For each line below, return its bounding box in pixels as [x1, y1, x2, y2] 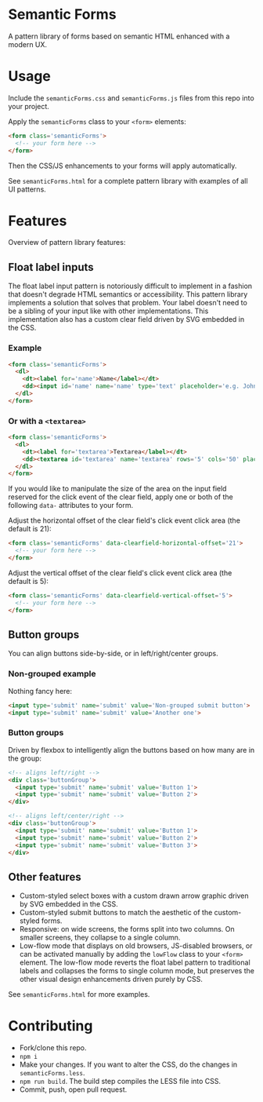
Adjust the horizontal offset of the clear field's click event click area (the [8, 516, 241, 525]
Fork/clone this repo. [19, 1043, 88, 1053]
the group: [8, 754, 41, 763]
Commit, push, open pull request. [19, 1085, 128, 1094]
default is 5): [8, 576, 49, 586]
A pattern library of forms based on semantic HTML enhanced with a [8, 31, 230, 41]
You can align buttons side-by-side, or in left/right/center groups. [8, 649, 218, 659]
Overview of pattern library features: [8, 238, 126, 247]
